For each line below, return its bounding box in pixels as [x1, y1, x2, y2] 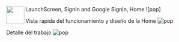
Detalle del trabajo [6, 29, 52, 36]
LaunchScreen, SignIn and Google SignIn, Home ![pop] [25, 6, 161, 13]
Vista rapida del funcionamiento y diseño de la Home [25, 17, 156, 24]
